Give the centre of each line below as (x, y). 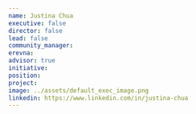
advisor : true (32, 61)
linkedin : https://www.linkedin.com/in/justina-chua (98, 98)
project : (23, 83)
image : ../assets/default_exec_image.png (79, 90)
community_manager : (41, 46)
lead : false (28, 38)
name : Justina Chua (41, 16)
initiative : (28, 68)
